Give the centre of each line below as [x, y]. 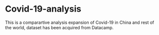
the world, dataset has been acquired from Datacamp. [59, 27]
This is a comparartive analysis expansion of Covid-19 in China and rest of [80, 22]
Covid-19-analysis [43, 9]
